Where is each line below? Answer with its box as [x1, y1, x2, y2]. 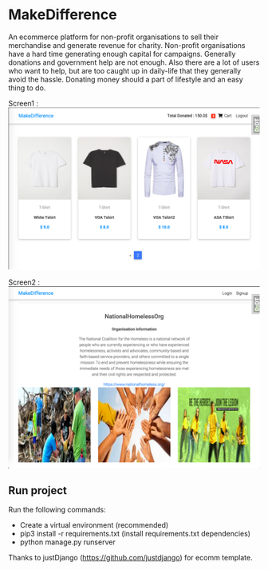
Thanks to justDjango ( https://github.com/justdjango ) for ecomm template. [8, 553, 253, 563]
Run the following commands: [8, 505, 106, 515]
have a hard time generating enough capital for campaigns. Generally [8, 49, 236, 58]
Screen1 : [8, 98, 38, 108]
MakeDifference [8, 6, 117, 24]
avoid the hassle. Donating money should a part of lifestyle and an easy [8, 74, 243, 84]
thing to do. [8, 82, 46, 93]
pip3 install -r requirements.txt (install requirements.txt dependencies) [19, 529, 251, 539]
